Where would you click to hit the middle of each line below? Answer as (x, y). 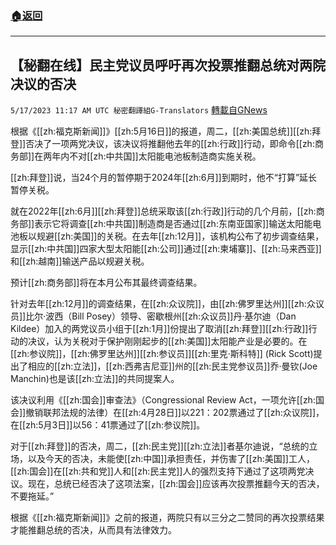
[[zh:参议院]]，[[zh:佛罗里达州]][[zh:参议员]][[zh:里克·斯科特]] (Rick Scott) (162, 354)
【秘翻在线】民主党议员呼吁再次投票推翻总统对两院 (168, 65)
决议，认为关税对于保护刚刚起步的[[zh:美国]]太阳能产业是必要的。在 (167, 341)
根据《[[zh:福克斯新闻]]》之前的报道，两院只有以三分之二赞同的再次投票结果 (167, 518)
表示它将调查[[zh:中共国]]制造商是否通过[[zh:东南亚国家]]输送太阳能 (173, 224)
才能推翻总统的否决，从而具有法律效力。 (93, 530)
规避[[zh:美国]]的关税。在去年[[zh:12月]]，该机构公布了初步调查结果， (180, 236)
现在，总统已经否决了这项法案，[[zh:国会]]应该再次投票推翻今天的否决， (176, 484)
